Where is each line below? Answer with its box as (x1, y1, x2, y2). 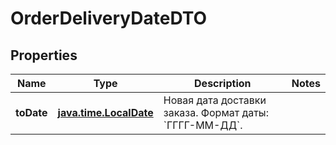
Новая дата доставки (163, 93, 267, 107)
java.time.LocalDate (57, 106, 154, 119)
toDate (15, 106, 48, 119)
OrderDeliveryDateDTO (10, 7, 208, 30)
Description (194, 77, 252, 90)
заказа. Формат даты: (163, 106, 269, 119)
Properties (10, 47, 78, 64)
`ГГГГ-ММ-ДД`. (163, 118, 243, 132)
